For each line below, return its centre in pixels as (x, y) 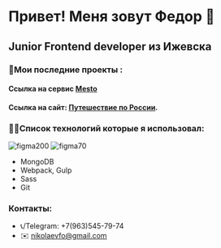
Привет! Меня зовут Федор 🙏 (112, 17)
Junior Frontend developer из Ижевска (110, 47)
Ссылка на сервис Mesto (53, 89)
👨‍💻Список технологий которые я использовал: (106, 128)
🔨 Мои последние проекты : (66, 70)
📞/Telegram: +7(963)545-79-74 (72, 226)
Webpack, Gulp (46, 170)
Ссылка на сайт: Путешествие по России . (83, 107)
